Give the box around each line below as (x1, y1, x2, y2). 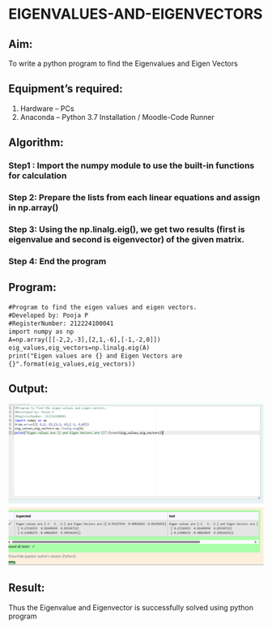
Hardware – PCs (19, 103, 74, 113)
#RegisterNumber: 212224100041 (8, 319, 114, 327)
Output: (8, 382, 49, 396)
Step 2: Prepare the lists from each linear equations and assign (8, 192, 261, 203)
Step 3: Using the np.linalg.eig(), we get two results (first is (8, 224, 245, 235)
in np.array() (8, 202, 59, 213)
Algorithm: (8, 135, 64, 150)
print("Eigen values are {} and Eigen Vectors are (8, 352, 183, 360)
